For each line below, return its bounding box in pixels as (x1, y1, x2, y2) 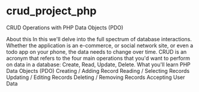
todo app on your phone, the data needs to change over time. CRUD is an (6, 48, 187, 55)
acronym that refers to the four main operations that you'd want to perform (6, 54, 190, 62)
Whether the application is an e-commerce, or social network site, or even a (6, 42, 193, 49)
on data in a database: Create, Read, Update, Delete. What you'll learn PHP (6, 61, 191, 68)
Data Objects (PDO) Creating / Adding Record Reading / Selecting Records (6, 67, 190, 74)
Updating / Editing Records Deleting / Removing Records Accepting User (6, 73, 185, 81)
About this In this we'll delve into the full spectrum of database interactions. (6, 35, 192, 42)
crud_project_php (6, 4, 97, 18)
